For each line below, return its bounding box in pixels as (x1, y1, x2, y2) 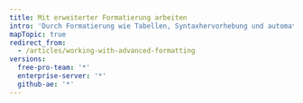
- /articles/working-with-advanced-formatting (17, 47, 196, 56)
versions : (9, 55, 47, 64)
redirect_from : (9, 38, 67, 47)
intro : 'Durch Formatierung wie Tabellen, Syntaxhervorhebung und (9, 21, 264, 30)
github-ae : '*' (17, 80, 75, 89)
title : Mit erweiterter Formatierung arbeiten (9, 13, 188, 22)
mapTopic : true (9, 30, 67, 39)
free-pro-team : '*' (17, 64, 91, 73)
